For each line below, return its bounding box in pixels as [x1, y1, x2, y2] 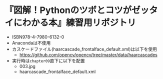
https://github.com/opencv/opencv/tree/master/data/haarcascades [19, 51, 158, 57]
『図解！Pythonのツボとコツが [4, 4, 132, 16]
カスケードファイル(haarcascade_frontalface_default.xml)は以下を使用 [11, 46, 157, 52]
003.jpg [19, 63, 36, 69]
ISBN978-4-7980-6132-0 [11, 33, 64, 40]
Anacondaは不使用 [11, 39, 51, 45]
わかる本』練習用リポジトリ [22, 17, 136, 28]
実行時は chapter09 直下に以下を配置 [11, 57, 85, 63]
